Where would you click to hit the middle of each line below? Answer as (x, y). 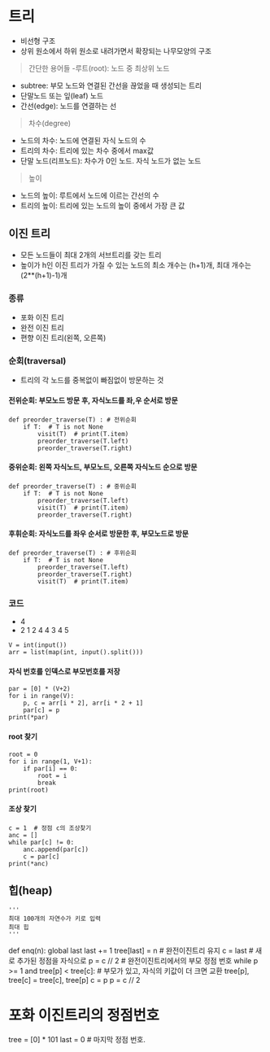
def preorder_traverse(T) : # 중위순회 (72, 486)
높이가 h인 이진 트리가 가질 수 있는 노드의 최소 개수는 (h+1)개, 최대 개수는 (136, 264)
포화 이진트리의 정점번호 (84, 1015)
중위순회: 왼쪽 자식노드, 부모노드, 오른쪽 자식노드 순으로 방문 (103, 467)
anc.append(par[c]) (56, 849)
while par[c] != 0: (41, 842)
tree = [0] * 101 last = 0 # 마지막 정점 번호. (77, 1039)
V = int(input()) (38, 645)
